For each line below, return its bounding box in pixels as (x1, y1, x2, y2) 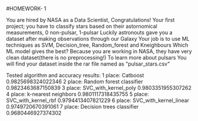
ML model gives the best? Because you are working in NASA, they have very (6, 48, 192, 55)
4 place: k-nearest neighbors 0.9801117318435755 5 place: (6, 91, 149, 97)
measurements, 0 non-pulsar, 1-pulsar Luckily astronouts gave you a (6, 29, 173, 36)
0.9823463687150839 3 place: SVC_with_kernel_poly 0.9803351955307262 (6, 84, 192, 91)
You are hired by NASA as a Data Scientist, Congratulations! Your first (6, 17, 175, 23)
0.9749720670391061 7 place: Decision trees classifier (6, 103, 139, 110)
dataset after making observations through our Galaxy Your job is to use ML (6, 35, 190, 42)
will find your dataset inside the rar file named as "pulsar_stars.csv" (6, 60, 170, 67)
